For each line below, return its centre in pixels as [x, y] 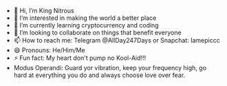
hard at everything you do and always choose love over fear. [99, 75]
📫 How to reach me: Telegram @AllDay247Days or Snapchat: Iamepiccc [117, 40]
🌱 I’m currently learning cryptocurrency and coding [86, 25]
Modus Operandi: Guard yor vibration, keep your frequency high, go [110, 68]
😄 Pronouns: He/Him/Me [49, 50]
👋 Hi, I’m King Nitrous [44, 11]
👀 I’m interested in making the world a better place [85, 18]
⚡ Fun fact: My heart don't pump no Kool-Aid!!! [80, 58]
